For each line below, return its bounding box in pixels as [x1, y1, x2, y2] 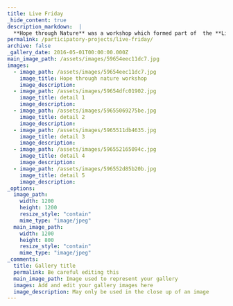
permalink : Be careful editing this [13, 268, 119, 275]
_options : [7, 185, 36, 192]
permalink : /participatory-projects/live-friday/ [7, 36, 154, 43]
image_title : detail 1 [19, 95, 85, 102]
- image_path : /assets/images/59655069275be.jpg [13, 107, 157, 114]
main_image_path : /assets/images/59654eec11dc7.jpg [7, 56, 159, 63]
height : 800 [19, 236, 54, 243]
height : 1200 [19, 204, 58, 211]
